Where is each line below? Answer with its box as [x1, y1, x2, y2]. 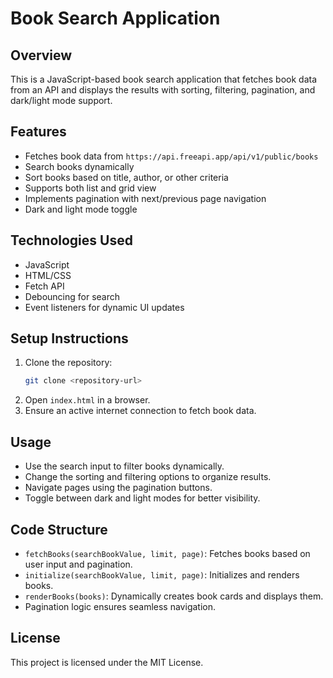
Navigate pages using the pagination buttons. [24, 482, 213, 494]
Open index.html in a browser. [24, 394, 151, 406]
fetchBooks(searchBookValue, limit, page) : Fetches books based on [24, 547, 311, 559]
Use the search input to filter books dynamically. [24, 460, 225, 472]
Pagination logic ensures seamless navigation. [24, 600, 216, 612]
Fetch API [24, 280, 65, 292]
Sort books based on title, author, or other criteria [24, 171, 229, 183]
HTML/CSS [24, 269, 72, 281]
